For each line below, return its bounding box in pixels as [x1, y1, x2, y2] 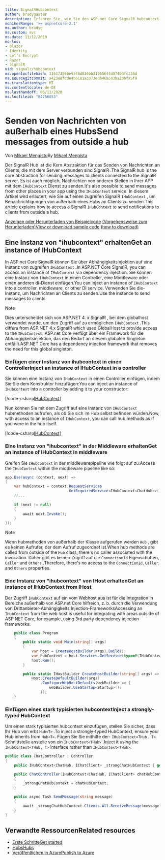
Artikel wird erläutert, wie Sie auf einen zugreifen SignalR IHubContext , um [5, 193, 156, 199]
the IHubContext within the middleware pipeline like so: [5, 465, 115, 471]
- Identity [5, 48, 27, 53]
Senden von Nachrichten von [5, 115, 127, 127]
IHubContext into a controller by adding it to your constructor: [5, 386, 129, 392]
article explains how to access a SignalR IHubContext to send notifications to [5, 204, 160, 210]
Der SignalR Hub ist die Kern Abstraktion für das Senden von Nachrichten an [5, 162, 160, 168]
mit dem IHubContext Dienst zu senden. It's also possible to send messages [5, 183, 157, 189]
